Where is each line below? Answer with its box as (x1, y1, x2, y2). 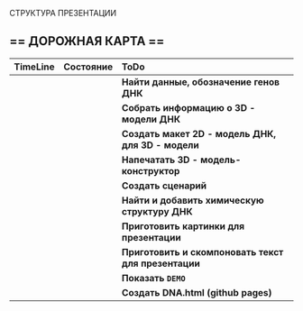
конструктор (121, 164, 180, 177)
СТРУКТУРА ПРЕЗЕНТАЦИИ (9, 8, 117, 18)
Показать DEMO (121, 271, 187, 284)
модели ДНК (121, 113, 181, 125)
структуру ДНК (121, 205, 193, 217)
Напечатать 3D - (121, 153, 198, 166)
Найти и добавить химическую (121, 194, 264, 206)
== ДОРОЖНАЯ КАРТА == (9, 33, 165, 49)
